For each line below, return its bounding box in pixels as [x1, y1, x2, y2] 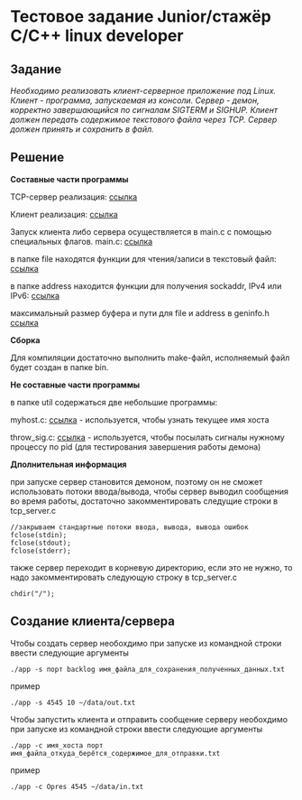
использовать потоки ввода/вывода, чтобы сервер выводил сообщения [10, 486, 289, 497]
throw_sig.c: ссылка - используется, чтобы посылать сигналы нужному [10, 432, 285, 442]
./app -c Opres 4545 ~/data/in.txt [10, 782, 144, 791]
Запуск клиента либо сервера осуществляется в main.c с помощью [10, 226, 272, 237]
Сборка [10, 334, 41, 345]
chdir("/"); [10, 589, 55, 598]
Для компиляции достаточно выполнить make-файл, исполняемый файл [10, 352, 290, 363]
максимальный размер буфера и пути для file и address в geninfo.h [10, 307, 270, 318]
